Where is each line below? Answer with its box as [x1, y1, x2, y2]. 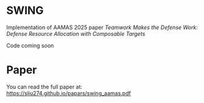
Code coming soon [6, 42, 54, 49]
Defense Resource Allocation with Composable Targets [6, 30, 146, 37]
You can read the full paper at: [6, 83, 83, 90]
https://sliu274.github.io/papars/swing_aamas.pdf [6, 89, 131, 97]
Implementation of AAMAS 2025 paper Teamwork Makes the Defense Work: [6, 24, 198, 31]
